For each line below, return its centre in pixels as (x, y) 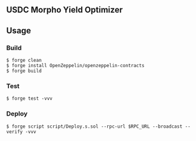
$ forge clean (24, 61)
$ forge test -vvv (29, 99)
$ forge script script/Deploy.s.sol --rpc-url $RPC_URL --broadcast (94, 126)
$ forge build (24, 71)
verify (15, 132)
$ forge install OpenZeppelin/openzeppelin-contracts (76, 66)
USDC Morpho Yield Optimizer (64, 10)
